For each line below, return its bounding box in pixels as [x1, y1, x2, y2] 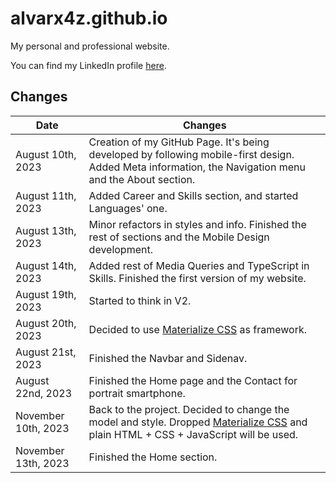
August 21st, [15, 345, 77, 359]
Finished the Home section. [88, 450, 218, 464]
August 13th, [15, 223, 77, 237]
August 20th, [15, 316, 77, 330]
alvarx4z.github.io [10, 7, 168, 30]
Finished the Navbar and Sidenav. [88, 351, 248, 365]
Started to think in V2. [88, 293, 192, 307]
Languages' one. [88, 201, 168, 215]
